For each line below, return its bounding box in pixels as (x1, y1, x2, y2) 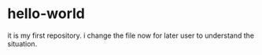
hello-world (7, 5, 86, 23)
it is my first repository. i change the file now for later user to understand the (7, 31, 255, 40)
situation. (7, 38, 38, 48)
